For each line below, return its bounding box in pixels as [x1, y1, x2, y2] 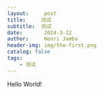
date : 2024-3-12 [7, 29, 72, 36]
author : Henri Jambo [7, 36, 78, 43]
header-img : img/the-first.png [7, 42, 97, 49]
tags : [7, 55, 23, 62]
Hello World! [7, 80, 43, 88]
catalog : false [7, 49, 51, 56]
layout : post [7, 10, 57, 17]
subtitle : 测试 [7, 23, 51, 30]
